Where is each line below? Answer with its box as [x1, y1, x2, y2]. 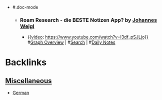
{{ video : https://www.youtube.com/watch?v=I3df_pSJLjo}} [27, 34, 148, 40]
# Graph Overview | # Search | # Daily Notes [27, 39, 116, 45]
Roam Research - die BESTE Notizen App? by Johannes [19, 16, 157, 23]
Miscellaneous [5, 77, 52, 85]
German [12, 90, 29, 96]
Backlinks [5, 57, 47, 68]
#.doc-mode [12, 4, 38, 10]
